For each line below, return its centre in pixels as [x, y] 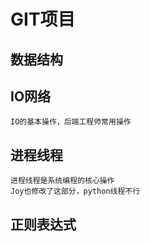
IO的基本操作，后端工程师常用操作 [71, 122]
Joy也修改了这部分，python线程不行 [75, 191]
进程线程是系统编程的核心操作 [62, 181]
